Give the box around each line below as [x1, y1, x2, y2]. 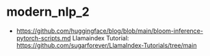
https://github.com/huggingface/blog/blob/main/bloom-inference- [16, 27, 203, 35]
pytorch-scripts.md [16, 33, 71, 42]
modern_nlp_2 [6, 4, 90, 20]
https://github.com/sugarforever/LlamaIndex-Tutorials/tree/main [16, 41, 197, 49]
